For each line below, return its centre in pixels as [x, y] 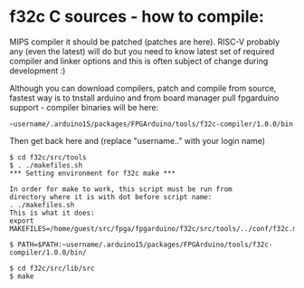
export [22, 221]
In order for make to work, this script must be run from [121, 189]
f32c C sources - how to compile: [137, 17]
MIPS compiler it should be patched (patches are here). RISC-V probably [145, 42]
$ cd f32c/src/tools [48, 157]
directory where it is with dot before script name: [111, 197]
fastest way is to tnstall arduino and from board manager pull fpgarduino [144, 98]
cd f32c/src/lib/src [56, 268]
